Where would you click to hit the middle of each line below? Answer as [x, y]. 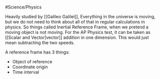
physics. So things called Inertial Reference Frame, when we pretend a [77, 27]
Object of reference [32, 62]
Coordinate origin [30, 67]
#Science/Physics [23, 7]
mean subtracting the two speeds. [40, 43]
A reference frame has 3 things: [38, 52]
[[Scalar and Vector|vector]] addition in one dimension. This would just [77, 37]
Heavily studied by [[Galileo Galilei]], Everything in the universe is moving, [80, 16]
